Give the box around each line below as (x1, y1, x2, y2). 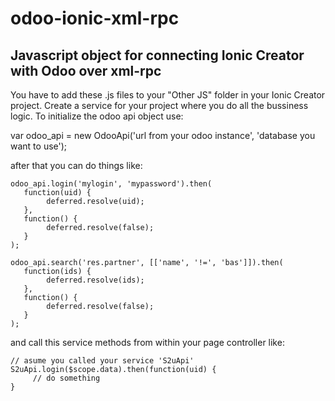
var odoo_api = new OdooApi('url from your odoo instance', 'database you (10, 130, 316, 141)
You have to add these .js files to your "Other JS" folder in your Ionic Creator (10, 89, 326, 101)
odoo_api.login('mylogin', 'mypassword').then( (10, 179, 213, 189)
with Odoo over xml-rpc (10, 62, 162, 79)
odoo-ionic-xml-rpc (10, 7, 180, 30)
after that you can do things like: (10, 160, 143, 171)
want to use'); (10, 140, 68, 152)
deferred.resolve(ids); (46, 275, 145, 285)
